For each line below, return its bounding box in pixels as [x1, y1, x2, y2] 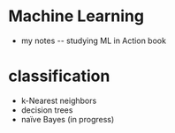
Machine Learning [8, 6, 145, 26]
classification [8, 66, 110, 86]
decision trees [20, 104, 73, 115]
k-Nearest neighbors [20, 95, 97, 106]
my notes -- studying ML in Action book [20, 35, 167, 46]
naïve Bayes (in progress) [20, 114, 115, 124]
